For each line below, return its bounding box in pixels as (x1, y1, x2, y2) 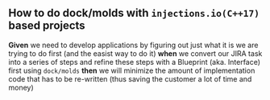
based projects (8, 19, 86, 33)
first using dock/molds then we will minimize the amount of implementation (8, 66, 255, 75)
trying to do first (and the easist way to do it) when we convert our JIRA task (8, 48, 263, 58)
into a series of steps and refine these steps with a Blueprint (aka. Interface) (8, 57, 260, 66)
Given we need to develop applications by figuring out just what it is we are (8, 40, 259, 50)
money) (8, 82, 34, 92)
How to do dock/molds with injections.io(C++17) (8, 6, 260, 20)
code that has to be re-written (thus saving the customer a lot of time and (8, 74, 252, 83)
